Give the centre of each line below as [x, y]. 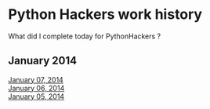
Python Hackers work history [105, 15]
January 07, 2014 [36, 79]
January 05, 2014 [36, 96]
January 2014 [42, 61]
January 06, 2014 [36, 88]
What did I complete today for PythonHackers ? [85, 36]
